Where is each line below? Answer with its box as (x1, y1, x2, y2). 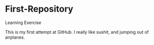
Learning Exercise (5, 20, 42, 25)
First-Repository (5, 3, 73, 15)
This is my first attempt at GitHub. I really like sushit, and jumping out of (5, 29, 149, 35)
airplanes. (5, 34, 25, 40)
